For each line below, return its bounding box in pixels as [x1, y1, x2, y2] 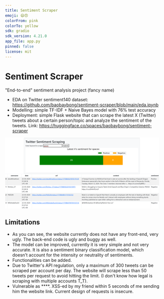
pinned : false [5, 44, 34, 49]
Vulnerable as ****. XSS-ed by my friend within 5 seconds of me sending [12, 283, 160, 289]
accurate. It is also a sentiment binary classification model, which [12, 247, 144, 253]
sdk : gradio [5, 28, 29, 34]
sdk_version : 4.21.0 [5, 34, 47, 39]
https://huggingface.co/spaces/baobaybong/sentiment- [39, 122, 152, 128]
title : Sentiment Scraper [5, 8, 58, 13]
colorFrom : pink [5, 18, 38, 23]
